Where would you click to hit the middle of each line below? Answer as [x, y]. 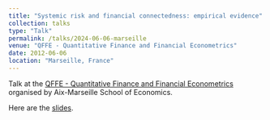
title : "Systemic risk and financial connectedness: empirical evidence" [136, 16]
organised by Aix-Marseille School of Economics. [90, 92]
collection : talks [39, 23]
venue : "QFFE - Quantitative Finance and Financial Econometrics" [123, 46]
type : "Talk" [30, 31]
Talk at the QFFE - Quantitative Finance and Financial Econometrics [121, 83]
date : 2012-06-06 [38, 53]
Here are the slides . [41, 108]
